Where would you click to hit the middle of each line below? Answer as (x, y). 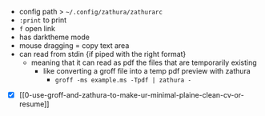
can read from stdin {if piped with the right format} (102, 54)
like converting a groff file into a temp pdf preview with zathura (147, 71)
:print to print (43, 20)
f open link (37, 28)
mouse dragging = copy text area (74, 46)
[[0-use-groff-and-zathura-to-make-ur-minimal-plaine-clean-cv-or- (132, 95)
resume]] (34, 104)
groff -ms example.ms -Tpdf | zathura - (123, 80)
